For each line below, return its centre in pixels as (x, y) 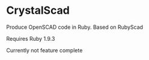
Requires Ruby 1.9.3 (31, 38)
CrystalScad (38, 10)
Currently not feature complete (44, 50)
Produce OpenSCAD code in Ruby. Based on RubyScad (74, 27)
